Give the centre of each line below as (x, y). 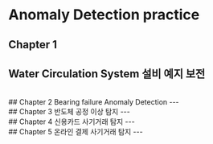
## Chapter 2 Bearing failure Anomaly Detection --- (94, 102)
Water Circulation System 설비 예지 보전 (107, 74)
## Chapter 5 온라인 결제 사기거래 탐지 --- (76, 132)
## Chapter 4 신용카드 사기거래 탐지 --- (72, 121)
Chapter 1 (33, 45)
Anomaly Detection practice (104, 15)
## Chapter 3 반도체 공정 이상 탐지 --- (69, 112)
